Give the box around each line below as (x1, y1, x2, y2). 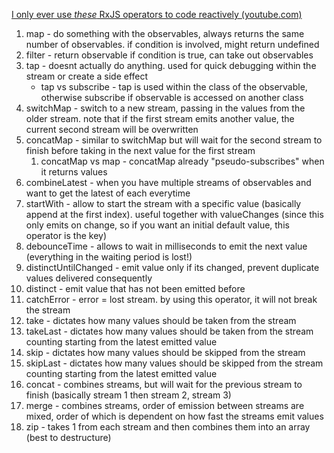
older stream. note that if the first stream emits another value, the (25, 113, 295, 124)
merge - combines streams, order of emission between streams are (25, 400, 305, 411)
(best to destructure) (25, 432, 112, 443)
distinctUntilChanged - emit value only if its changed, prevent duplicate (25, 262, 320, 273)
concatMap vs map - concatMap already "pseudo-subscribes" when (40, 155, 325, 167)
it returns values (40, 166, 108, 178)
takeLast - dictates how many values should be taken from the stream (25, 325, 314, 337)
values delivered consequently (25, 272, 153, 284)
